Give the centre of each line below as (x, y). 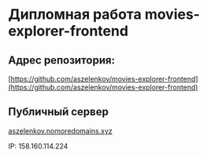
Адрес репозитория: (62, 60)
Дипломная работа (75, 15)
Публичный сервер (58, 112)
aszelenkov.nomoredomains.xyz (60, 130)
